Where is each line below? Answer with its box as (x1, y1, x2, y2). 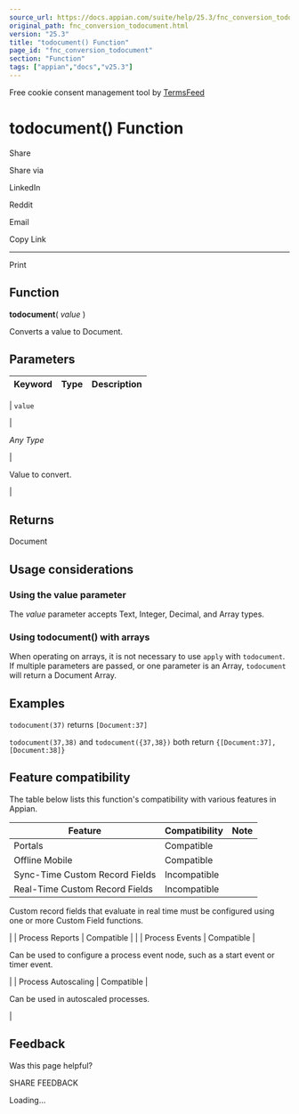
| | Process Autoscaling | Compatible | (9, 976, 149, 987)
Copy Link (9, 233, 46, 245)
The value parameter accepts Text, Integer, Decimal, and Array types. (9, 609, 265, 619)
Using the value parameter (9, 588, 127, 601)
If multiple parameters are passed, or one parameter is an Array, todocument (9, 660, 287, 672)
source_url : (9, 12, 53, 22)
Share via (9, 165, 44, 175)
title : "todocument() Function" (9, 37, 129, 47)
